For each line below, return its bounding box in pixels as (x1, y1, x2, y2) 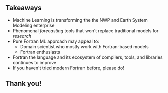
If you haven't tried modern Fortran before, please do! (12, 65, 124, 71)
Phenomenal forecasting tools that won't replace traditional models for (12, 27, 159, 34)
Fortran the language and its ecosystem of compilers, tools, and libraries (12, 54, 163, 60)
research (12, 33, 32, 39)
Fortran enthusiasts (20, 49, 60, 55)
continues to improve (12, 59, 57, 65)
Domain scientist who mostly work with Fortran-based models (20, 43, 149, 49)
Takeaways (5, 4, 42, 12)
